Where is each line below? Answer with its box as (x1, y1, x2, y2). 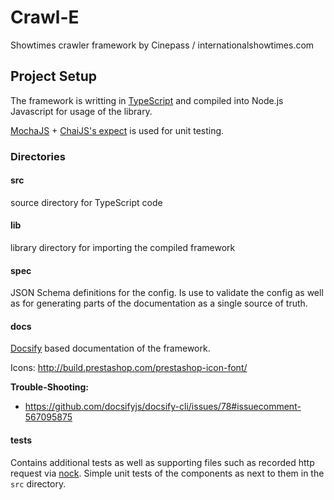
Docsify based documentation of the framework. (10, 342, 211, 355)
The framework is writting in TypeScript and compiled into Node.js (10, 94, 284, 106)
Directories (10, 149, 66, 163)
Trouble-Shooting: (10, 381, 89, 393)
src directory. (10, 477, 67, 490)
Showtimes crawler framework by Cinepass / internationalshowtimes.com (10, 39, 315, 51)
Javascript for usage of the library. (10, 105, 153, 117)
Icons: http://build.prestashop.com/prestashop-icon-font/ (10, 362, 248, 374)
